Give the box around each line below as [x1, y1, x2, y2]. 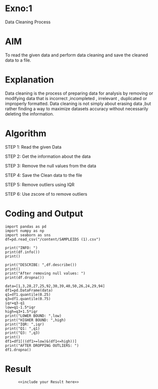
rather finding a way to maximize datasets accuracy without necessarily [5, 105, 149, 112]
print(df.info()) [5, 250, 40, 254]
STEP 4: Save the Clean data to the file [5, 172, 82, 178]
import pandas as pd [5, 224, 47, 229]
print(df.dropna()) [5, 275, 45, 280]
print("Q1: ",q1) [5, 326, 40, 331]
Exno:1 [5, 3, 32, 14]
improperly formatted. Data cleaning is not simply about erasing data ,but [5, 101, 151, 106]
